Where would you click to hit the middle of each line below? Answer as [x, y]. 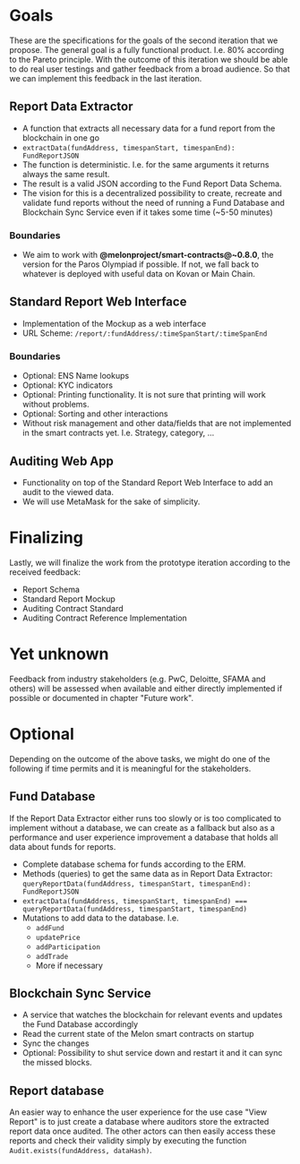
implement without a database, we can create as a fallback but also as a [142, 827]
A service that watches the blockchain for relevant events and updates [152, 1015]
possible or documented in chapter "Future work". [102, 698]
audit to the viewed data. [68, 492]
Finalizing [46, 538]
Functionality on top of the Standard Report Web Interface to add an [147, 482]
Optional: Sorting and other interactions [95, 414]
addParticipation [68, 947]
